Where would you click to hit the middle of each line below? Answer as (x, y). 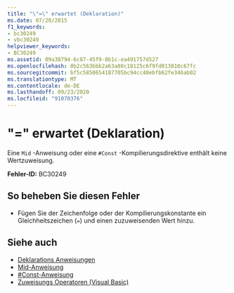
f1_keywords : (26, 27)
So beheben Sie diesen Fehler (74, 196)
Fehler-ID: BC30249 (37, 174)
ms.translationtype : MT (42, 79)
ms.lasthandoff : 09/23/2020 (48, 92)
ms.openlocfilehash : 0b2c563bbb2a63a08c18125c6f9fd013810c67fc (102, 66)
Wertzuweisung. (31, 160)
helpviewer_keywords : (39, 46)
